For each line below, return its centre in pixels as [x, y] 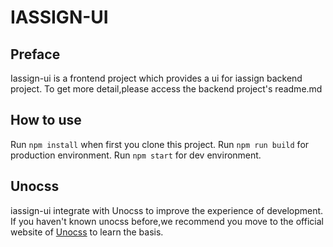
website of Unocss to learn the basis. [87, 232]
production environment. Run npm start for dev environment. [136, 155]
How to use [46, 120]
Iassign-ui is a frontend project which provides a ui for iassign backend [156, 78]
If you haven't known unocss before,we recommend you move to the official [167, 221]
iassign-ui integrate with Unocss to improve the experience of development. [167, 210]
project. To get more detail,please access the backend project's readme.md [166, 89]
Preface [35, 54]
